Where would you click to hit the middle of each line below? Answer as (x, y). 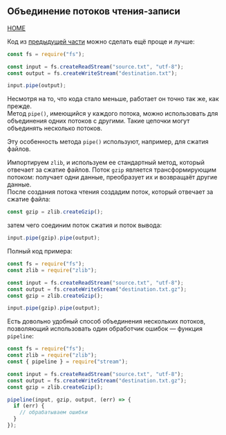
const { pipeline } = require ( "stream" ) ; (68, 362)
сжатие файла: (29, 199)
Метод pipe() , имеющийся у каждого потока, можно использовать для (113, 114)
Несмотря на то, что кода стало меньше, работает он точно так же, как (113, 99)
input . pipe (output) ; (37, 86)
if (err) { (29, 406)
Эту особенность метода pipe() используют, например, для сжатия (108, 142)
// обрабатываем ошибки (54, 412)
